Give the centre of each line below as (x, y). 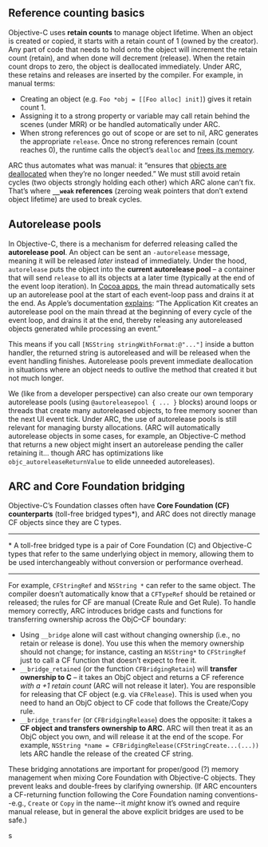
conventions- (236, 795)
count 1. (33, 107)
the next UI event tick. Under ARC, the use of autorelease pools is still (122, 419)
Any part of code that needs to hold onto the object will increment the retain (133, 49)
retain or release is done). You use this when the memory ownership (132, 643)
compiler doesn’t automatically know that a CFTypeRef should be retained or (132, 594)
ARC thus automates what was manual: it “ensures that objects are (118, 165)
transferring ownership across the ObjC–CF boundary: (97, 619)
